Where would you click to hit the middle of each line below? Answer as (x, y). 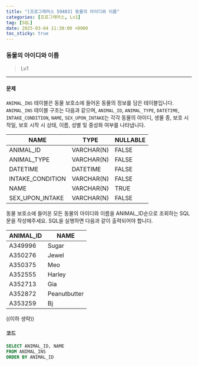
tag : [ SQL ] (19, 22)
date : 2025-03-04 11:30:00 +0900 (47, 28)
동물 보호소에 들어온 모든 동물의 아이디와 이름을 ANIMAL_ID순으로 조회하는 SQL (98, 213)
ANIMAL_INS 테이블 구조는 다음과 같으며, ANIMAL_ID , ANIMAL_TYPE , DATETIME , (93, 110)
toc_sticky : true (27, 34)
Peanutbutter (66, 293)
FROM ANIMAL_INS (26, 352)
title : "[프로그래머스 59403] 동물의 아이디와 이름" (63, 12)
